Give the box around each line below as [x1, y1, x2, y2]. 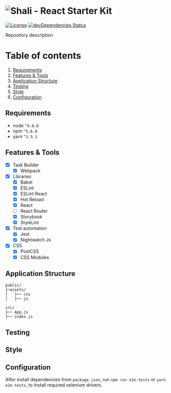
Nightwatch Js [20, 237, 51, 243]
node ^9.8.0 [12, 122, 39, 128]
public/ [5, 283, 22, 288]
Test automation [12, 225, 47, 231]
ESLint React [20, 190, 47, 196]
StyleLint [20, 220, 39, 226]
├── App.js [5, 310, 29, 315]
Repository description [5, 32, 53, 38]
